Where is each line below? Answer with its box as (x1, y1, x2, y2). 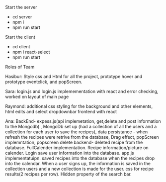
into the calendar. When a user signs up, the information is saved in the (5, 161, 151, 166)
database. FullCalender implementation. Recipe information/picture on (5, 145, 149, 151)
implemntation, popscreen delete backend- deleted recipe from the (5, 139, 143, 145)
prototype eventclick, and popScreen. (5, 79, 83, 85)
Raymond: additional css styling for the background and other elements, (5, 103, 153, 109)
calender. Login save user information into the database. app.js (5, 150, 134, 156)
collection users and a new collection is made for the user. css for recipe (5, 166, 154, 172)
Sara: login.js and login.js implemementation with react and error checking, (5, 89, 159, 94)
